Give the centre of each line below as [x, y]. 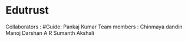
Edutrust [27, 10]
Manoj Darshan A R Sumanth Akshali [50, 33]
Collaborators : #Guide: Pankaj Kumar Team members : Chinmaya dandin [94, 27]
